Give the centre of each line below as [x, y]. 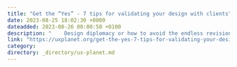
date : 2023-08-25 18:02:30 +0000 [56, 20]
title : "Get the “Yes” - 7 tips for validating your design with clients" [120, 14]
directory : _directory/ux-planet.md [61, 53]
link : [15, 40]
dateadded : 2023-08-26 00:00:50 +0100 [64, 27]
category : [22, 46]
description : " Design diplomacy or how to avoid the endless [105, 33]
